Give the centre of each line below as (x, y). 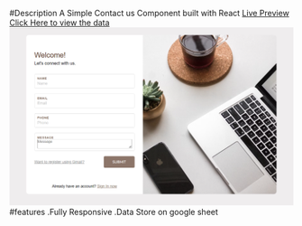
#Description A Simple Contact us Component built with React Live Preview (150, 13)
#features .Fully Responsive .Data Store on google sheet (114, 212)
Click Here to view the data (59, 23)
